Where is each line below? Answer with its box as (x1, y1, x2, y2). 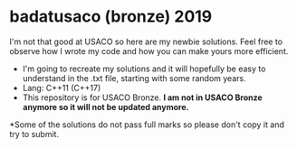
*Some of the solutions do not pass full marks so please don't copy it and (9, 119, 285, 130)
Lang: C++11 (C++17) (22, 82, 101, 93)
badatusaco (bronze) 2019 (9, 6, 213, 27)
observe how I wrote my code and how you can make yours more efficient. (9, 45, 289, 56)
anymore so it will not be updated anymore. (22, 101, 189, 112)
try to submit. (9, 128, 60, 139)
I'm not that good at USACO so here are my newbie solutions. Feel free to (9, 36, 283, 47)
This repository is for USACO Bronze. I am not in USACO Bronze (22, 92, 263, 103)
